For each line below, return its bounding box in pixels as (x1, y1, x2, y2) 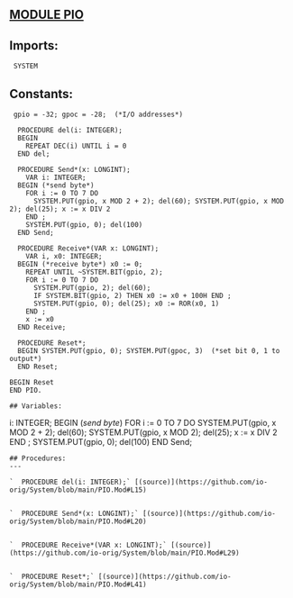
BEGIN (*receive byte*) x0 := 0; (17, 260, 143, 269)
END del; (17, 149, 50, 159)
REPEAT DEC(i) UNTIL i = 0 (25, 141, 127, 151)
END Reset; (17, 362, 59, 372)
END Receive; (17, 323, 67, 332)
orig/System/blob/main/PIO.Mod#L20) (9, 517, 147, 526)
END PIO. (9, 386, 42, 395)
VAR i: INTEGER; (25, 173, 87, 183)
